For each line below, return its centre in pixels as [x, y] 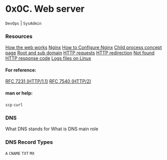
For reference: [21, 70]
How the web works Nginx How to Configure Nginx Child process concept [84, 48]
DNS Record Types [29, 142]
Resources [19, 36]
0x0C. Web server [45, 9]
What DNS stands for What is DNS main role [52, 129]
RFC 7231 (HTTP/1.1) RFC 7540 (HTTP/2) [48, 81]
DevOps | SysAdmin [24, 23]
